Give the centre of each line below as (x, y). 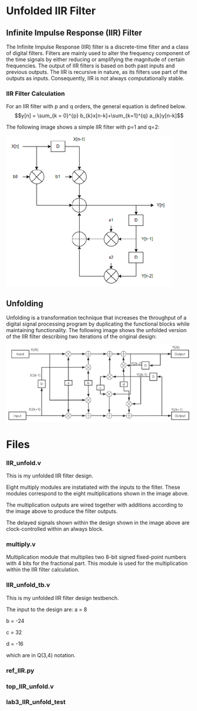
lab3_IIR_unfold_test (36, 702)
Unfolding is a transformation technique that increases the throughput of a (96, 318)
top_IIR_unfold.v (30, 686)
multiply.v (21, 544)
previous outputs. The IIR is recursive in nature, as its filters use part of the (97, 72)
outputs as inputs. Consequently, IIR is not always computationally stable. (95, 78)
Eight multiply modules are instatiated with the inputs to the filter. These (93, 487)
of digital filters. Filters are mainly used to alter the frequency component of (98, 53)
